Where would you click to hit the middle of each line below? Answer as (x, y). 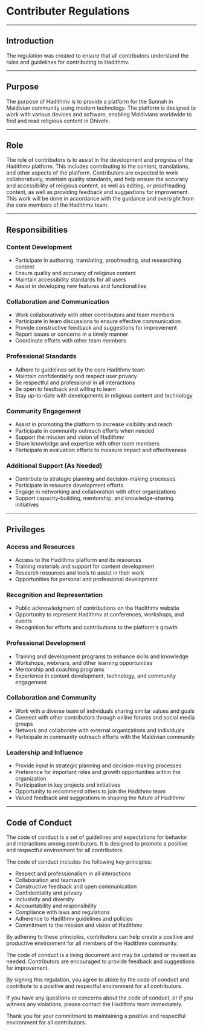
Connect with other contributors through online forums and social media (105, 717)
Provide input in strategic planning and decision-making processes (98, 766)
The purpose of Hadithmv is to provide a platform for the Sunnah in (90, 101)
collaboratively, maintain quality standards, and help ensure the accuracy (97, 179)
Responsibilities (37, 229)
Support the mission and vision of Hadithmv (69, 437)
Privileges (26, 529)
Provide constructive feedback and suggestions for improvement (96, 328)
